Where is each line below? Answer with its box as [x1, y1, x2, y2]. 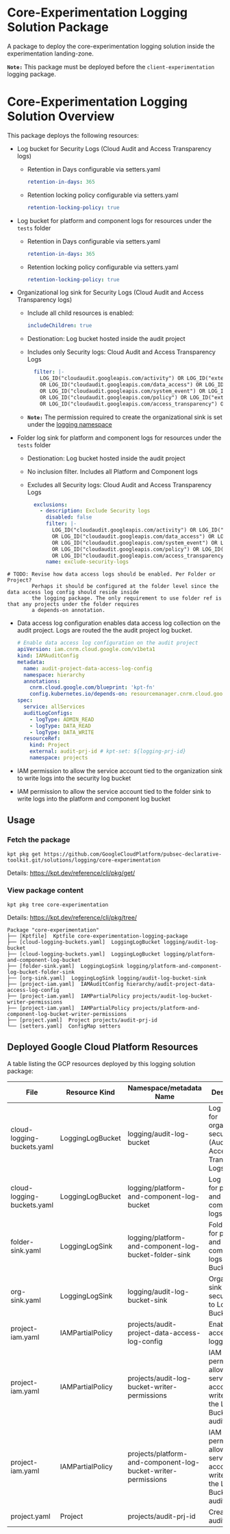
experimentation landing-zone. [7, 49, 94, 58]
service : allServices [23, 703, 86, 710]
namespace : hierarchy [23, 671, 86, 678]
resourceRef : [23, 735, 61, 742]
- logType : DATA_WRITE [29, 729, 94, 735]
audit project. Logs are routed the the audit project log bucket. [16, 626, 193, 635]
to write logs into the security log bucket [16, 774, 131, 782]
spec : [16, 697, 33, 704]
